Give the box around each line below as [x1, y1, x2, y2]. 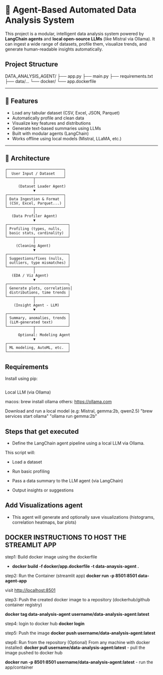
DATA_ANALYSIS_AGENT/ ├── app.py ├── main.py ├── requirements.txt [5, 73, 153, 79]
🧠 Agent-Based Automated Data [5, 4, 137, 16]
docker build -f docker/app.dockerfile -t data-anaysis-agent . [12, 563, 139, 569]
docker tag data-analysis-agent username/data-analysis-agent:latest [5, 611, 149, 617]
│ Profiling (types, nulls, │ [5, 227, 70, 231]
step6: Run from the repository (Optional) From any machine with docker [5, 639, 150, 645]
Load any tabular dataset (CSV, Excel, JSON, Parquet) [12, 110, 120, 115]
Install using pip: [5, 376, 38, 381]
